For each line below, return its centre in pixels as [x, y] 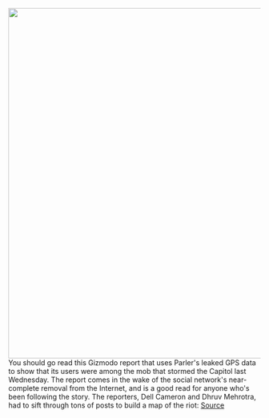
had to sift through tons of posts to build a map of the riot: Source [116, 405]
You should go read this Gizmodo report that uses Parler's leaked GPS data [132, 363]
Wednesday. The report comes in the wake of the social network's [118, 380]
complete [24, 388]
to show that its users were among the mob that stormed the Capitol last [127, 371]
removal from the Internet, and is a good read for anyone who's [145, 388]
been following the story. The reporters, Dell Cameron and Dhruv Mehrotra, [132, 397]
